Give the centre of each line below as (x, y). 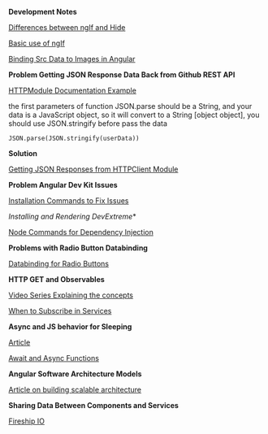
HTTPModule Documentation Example (72, 90)
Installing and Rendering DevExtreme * (72, 216)
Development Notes (43, 12)
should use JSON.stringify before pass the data (88, 124)
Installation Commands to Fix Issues (69, 201)
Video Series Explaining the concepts (71, 295)
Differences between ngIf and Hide (67, 27)
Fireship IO (26, 421)
